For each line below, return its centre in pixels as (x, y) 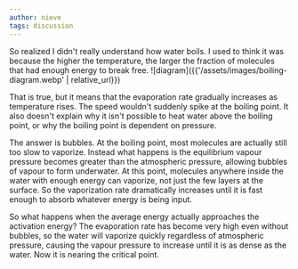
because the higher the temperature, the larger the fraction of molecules (142, 61)
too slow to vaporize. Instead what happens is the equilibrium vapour (136, 151)
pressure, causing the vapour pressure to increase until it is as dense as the (148, 245)
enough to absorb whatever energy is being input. (101, 199)
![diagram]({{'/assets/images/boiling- (219, 70)
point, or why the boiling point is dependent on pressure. (113, 125)
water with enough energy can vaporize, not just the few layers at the (137, 180)
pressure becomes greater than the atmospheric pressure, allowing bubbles (148, 161)
